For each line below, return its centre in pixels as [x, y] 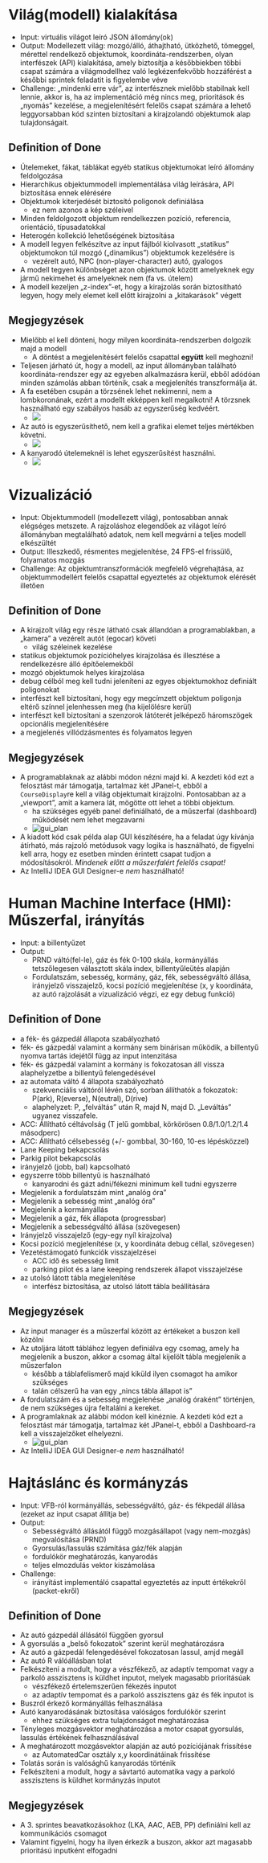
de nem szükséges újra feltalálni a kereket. [91, 1407]
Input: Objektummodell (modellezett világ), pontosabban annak [124, 517]
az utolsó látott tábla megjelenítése [77, 1277]
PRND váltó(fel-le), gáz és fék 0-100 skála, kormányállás [125, 960]
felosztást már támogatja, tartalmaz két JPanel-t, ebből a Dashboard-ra [138, 1425]
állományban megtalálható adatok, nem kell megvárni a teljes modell [133, 534]
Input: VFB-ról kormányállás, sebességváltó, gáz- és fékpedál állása [132, 1505]
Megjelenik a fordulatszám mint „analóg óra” [93, 1192]
